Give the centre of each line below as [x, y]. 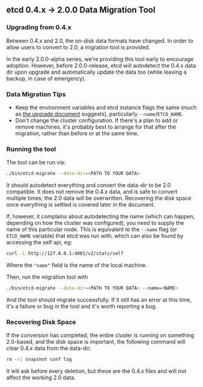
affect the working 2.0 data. [41, 378]
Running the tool [31, 149]
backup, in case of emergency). [46, 78]
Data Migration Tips [36, 94]
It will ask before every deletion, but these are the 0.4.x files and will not [96, 371]
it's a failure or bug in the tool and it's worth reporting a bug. [82, 306]
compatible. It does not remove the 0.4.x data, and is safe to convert [92, 192]
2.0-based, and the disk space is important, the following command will [96, 342]
